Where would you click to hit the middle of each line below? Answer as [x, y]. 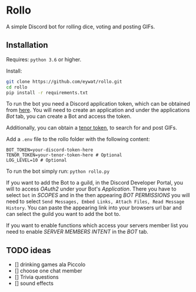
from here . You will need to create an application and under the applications [98, 110]
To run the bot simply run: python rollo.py [58, 171]
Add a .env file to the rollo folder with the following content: [78, 139]
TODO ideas [29, 250]
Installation [27, 45]
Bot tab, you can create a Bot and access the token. [69, 116]
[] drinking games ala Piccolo [50, 265]
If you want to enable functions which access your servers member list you [97, 225]
